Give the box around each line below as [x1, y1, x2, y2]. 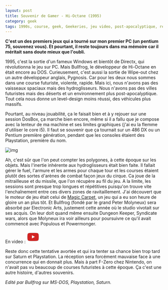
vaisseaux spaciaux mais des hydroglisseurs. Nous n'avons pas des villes [5, 85, 157, 91]
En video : [5, 238, 26, 245]
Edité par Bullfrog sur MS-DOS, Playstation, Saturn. [5, 279, 111, 285]
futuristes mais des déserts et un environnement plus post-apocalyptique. [5, 91, 158, 97]
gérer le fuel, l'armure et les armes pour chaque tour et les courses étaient [5, 168, 159, 174]
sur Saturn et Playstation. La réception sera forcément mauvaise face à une [5, 253, 161, 260]
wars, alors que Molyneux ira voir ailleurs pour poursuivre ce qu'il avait [5, 215, 151, 221]
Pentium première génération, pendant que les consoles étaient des [5, 132, 145, 138]
